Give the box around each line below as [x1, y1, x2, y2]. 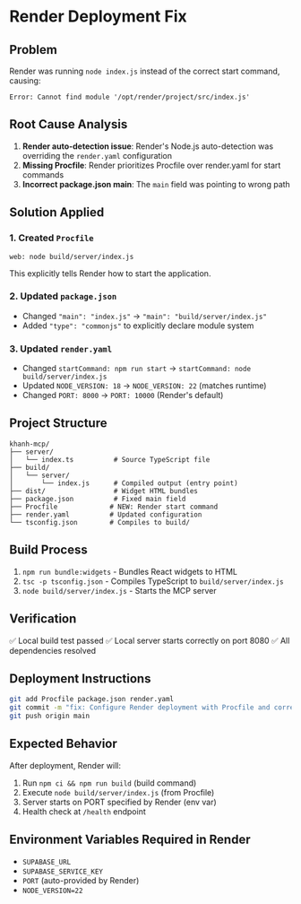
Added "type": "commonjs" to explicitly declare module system [21, 320, 254, 331]
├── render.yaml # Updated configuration [9, 509, 202, 519]
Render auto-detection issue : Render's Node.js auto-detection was [21, 141, 274, 152]
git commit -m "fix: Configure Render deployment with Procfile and [9, 703, 271, 712]
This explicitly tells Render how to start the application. [9, 267, 211, 279]
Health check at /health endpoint [21, 805, 146, 817]
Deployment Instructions [9, 671, 151, 686]
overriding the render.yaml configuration [21, 150, 173, 161]
